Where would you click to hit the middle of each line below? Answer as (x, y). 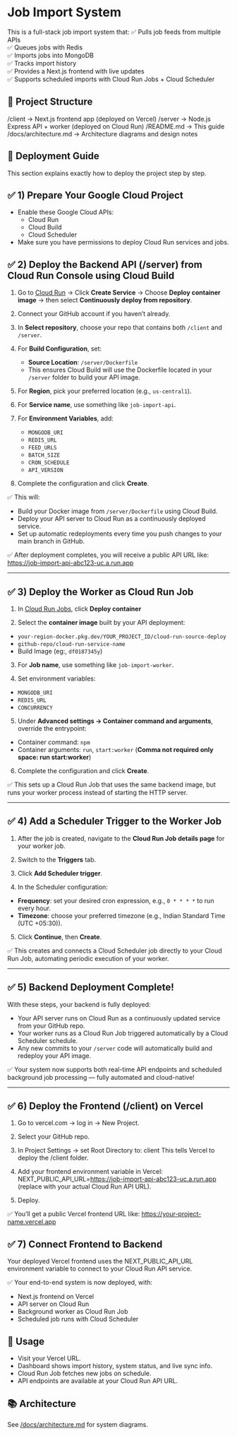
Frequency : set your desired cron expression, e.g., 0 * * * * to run (116, 900)
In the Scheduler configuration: (62, 887)
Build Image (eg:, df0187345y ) (60, 651)
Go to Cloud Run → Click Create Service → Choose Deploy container (119, 293)
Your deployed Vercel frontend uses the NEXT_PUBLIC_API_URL (100, 1261)
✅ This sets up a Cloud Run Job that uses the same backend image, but (112, 784)
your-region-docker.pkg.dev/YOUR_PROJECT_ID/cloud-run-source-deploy (122, 637)
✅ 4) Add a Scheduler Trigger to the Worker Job (115, 822)
